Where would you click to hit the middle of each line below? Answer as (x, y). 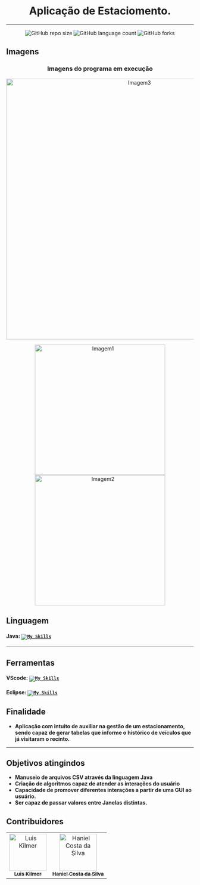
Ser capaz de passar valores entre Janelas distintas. (81, 803)
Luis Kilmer (28, 874)
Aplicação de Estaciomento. (100, 11)
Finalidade (26, 712)
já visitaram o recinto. (42, 739)
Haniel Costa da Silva (78, 874)
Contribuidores (35, 822)
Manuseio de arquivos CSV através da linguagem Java (84, 777)
